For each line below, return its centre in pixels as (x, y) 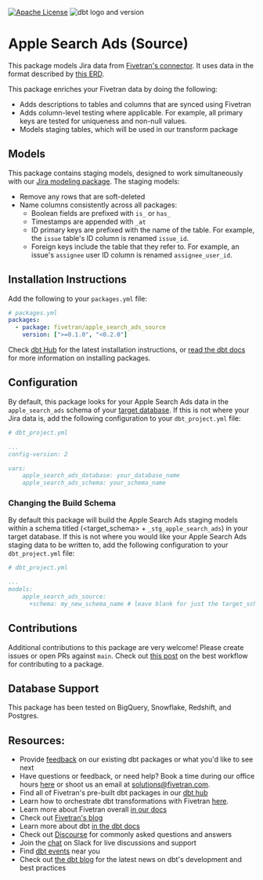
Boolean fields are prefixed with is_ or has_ (101, 213)
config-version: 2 (38, 454)
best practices (43, 868)
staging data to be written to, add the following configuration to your (118, 545)
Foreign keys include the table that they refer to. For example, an (135, 246)
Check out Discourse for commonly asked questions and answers (126, 834)
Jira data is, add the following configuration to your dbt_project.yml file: (124, 418)
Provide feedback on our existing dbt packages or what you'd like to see (136, 760)
